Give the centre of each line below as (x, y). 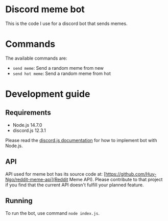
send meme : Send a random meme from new (58, 68)
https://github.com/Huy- (131, 174)
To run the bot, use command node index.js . (52, 213)
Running (19, 201)
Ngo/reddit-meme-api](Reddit (37, 179)
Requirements (28, 113)
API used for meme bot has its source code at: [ (55, 174)
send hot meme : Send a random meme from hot (62, 73)
